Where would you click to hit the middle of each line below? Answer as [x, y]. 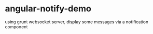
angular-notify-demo [48, 9]
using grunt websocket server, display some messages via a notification [77, 22]
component [16, 26]
